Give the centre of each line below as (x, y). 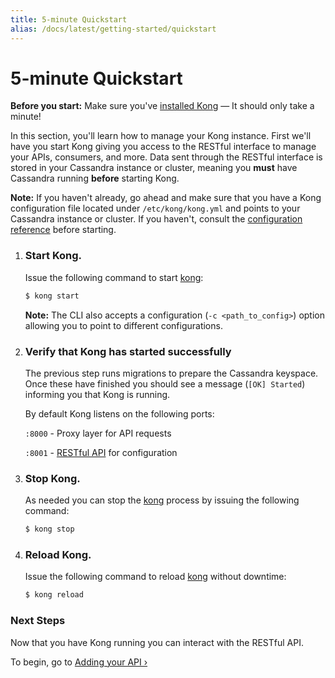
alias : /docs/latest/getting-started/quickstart (113, 29)
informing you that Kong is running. (97, 394)
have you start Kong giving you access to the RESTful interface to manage (163, 147)
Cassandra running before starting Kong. (95, 178)
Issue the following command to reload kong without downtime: (155, 577)
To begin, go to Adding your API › (79, 662)
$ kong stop (49, 529)
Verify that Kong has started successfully (128, 351)
